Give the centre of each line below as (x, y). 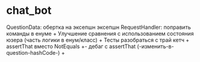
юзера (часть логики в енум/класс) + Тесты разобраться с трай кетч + (98, 40)
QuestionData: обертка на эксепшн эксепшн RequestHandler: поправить (98, 27)
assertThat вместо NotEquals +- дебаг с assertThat (71, 46)
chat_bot (29, 11)
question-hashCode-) (33, 52)
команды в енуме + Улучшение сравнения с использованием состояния (100, 33)
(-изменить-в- (155, 46)
